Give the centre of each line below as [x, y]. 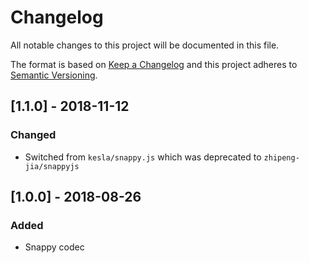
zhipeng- [281, 157]
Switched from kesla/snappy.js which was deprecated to [143, 157]
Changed [33, 135]
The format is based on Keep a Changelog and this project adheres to [154, 64]
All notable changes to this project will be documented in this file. [145, 45]
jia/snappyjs [52, 166]
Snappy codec [54, 247]
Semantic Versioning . [54, 75]
